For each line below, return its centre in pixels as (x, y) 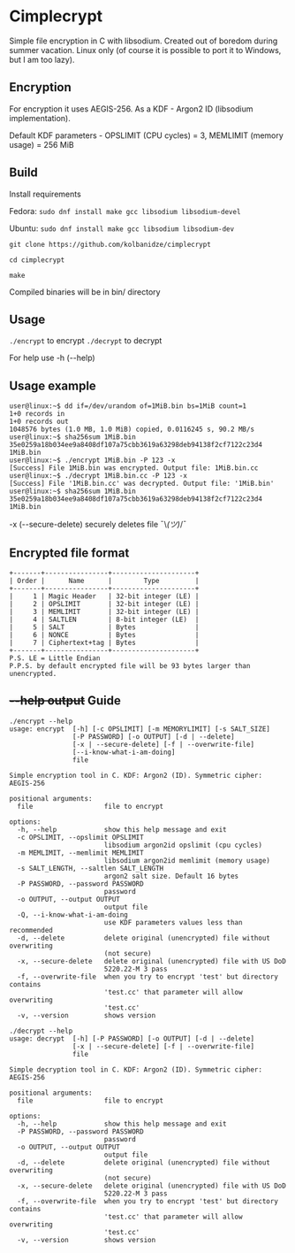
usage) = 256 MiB (42, 144)
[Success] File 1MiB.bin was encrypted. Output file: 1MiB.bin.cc (134, 468)
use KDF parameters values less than (173, 922)
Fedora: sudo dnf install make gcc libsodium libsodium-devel (125, 211)
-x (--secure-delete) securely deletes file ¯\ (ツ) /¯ (98, 525)
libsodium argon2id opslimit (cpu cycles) (183, 845)
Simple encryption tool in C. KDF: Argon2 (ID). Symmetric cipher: (136, 775)
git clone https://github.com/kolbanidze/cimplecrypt (110, 244)
